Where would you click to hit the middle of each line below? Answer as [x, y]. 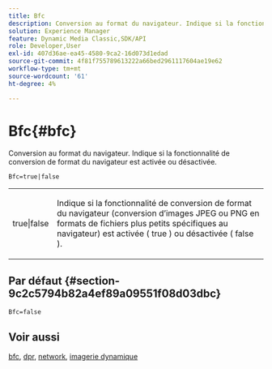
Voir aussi [34, 337]
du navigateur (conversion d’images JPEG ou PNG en [158, 213]
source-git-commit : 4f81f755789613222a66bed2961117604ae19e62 [115, 62]
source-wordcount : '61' [49, 76]
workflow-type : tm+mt [45, 69]
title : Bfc [27, 16]
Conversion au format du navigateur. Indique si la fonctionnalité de [119, 153]
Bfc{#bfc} [42, 131]
